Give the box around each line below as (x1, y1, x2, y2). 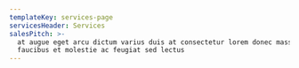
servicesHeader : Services (9, 21, 105, 30)
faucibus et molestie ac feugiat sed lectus (17, 46, 185, 55)
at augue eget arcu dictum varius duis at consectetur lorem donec (17, 37, 273, 47)
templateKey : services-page (9, 12, 114, 22)
